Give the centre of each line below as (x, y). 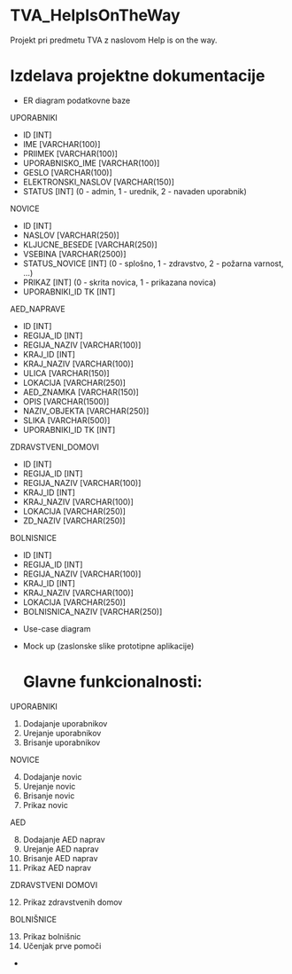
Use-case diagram (57, 628)
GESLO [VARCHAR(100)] (68, 172)
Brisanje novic (49, 796)
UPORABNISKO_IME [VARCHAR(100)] (91, 163)
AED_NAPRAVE (38, 309)
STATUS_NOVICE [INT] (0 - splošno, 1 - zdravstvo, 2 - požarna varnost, (153, 263)
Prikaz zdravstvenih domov (73, 902)
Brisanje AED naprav (60, 858)
